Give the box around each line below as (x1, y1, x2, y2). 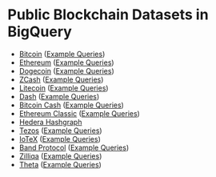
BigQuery (7, 22, 73, 41)
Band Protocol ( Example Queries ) (18, 143, 130, 152)
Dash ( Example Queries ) (18, 91, 100, 101)
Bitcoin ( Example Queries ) (18, 49, 106, 58)
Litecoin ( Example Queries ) (18, 82, 109, 93)
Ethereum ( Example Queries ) (18, 58, 114, 67)
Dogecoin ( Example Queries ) (18, 66, 115, 75)
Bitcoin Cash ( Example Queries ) (18, 100, 125, 110)
